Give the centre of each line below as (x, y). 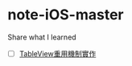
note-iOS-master (66, 15)
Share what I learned (42, 37)
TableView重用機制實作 (58, 53)
